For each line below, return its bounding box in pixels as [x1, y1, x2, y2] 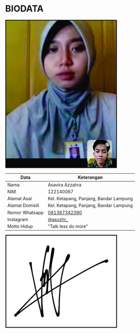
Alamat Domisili [7, 203, 39, 209]
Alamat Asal [7, 196, 32, 202]
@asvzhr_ [47, 216, 68, 222]
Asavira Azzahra [47, 182, 81, 188]
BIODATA [5, 3, 44, 14]
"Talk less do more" [47, 223, 88, 230]
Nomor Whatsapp [7, 209, 44, 215]
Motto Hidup [7, 223, 33, 230]
